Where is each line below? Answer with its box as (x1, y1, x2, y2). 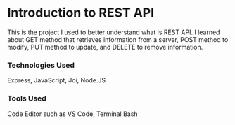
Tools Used (7, 94, 47, 103)
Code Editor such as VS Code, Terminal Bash (7, 110, 139, 118)
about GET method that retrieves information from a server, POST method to (7, 35, 229, 43)
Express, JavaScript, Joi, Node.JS (7, 76, 106, 84)
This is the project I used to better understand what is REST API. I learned (7, 28, 220, 36)
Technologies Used (7, 60, 75, 70)
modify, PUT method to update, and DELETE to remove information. (7, 43, 203, 51)
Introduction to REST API (7, 5, 155, 21)
